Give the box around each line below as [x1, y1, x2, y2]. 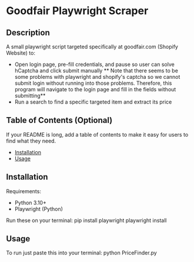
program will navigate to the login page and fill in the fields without [14, 86, 176, 92]
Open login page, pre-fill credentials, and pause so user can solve [14, 61, 175, 68]
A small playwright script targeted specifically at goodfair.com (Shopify [6, 43, 178, 50]
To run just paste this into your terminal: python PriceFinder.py [6, 249, 157, 257]
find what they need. [6, 137, 56, 144]
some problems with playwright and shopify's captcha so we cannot [14, 74, 180, 80]
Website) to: [6, 49, 35, 57]
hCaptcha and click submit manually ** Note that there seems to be [14, 67, 178, 74]
